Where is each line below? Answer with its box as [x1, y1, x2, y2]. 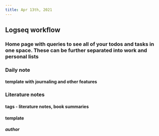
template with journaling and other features [5, 79, 97, 85]
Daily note [5, 66, 30, 73]
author [5, 127, 20, 133]
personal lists [5, 53, 39, 60]
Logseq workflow [5, 26, 61, 34]
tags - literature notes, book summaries [5, 103, 89, 110]
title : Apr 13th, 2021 [5, 7, 52, 12]
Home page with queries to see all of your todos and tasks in [5, 40, 155, 47]
